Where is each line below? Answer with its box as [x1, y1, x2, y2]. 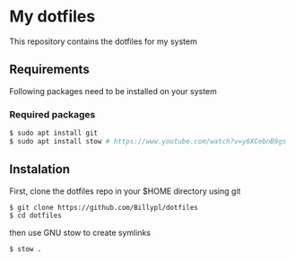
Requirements [9, 62, 90, 77]
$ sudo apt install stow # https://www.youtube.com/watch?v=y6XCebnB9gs [9, 136, 287, 145]
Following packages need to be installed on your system [9, 85, 218, 96]
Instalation [9, 162, 70, 177]
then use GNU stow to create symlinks [9, 227, 151, 239]
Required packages [9, 108, 96, 120]
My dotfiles [9, 6, 96, 27]
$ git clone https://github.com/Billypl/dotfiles [9, 203, 199, 212]
